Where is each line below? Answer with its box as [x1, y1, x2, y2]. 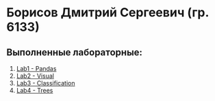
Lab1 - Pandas [16, 65, 57, 72]
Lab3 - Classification [16, 79, 75, 87]
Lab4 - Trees [16, 87, 53, 94]
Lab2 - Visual [16, 72, 54, 80]
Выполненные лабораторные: [6, 46, 143, 58]
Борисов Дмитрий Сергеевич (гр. [6, 5, 210, 20]
